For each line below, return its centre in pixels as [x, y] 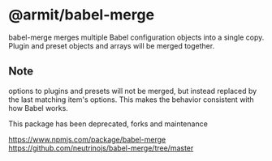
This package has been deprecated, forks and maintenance [108, 124]
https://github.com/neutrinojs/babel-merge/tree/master [101, 148]
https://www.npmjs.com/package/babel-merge [87, 139]
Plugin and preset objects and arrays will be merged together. [112, 45]
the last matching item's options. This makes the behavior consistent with [131, 100]
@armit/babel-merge [82, 15]
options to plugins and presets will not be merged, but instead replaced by [133, 91]
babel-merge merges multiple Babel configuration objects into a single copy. [136, 37]
